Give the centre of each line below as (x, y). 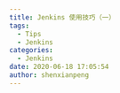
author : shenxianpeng (49, 75)
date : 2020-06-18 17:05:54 (59, 67)
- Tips (29, 34)
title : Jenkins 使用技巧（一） (62, 17)
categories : (31, 50)
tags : (19, 26)
